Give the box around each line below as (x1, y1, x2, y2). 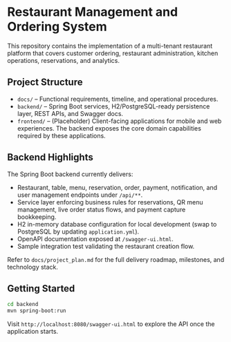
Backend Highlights (7, 151, 93, 163)
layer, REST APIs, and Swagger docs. (17, 109, 123, 117)
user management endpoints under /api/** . (17, 191, 143, 199)
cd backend (7, 301, 39, 308)
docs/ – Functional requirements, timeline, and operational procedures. (17, 95, 219, 103)
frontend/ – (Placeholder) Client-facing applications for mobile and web (17, 117, 222, 125)
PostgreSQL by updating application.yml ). (17, 227, 140, 236)
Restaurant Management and (7, 4, 178, 20)
